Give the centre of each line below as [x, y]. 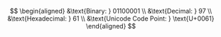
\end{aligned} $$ [111, 26]
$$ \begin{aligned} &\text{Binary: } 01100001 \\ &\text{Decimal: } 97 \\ [111, 11]
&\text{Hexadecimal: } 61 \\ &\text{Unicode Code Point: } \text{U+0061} [111, 18]
